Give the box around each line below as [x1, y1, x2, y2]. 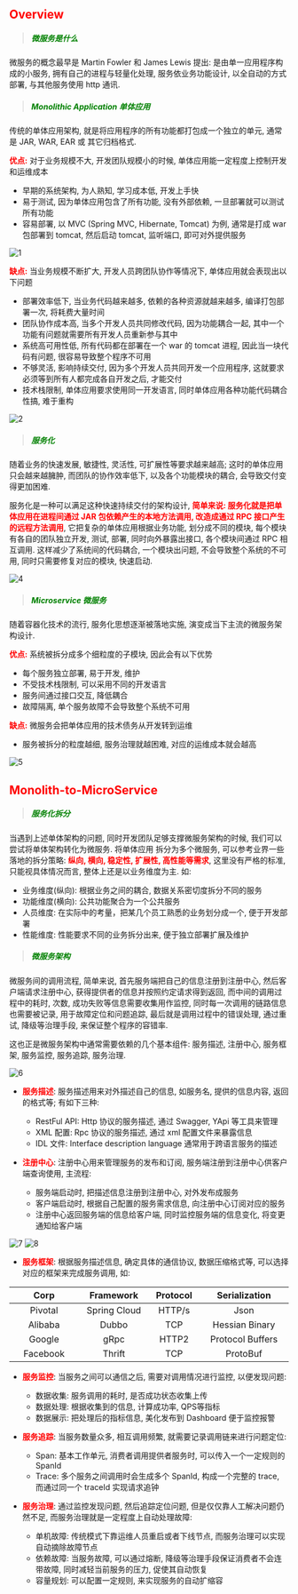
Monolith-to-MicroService [9, 782, 158, 798]
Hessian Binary [212, 1319, 276, 1331]
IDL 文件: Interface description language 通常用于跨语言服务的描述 [35, 1137, 278, 1149]
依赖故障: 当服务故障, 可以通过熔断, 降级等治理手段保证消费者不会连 [35, 1552, 282, 1563]
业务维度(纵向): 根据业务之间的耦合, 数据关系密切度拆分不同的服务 [21, 884, 263, 896]
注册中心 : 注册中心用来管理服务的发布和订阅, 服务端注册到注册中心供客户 [21, 1157, 288, 1168]
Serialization [216, 1288, 271, 1301]
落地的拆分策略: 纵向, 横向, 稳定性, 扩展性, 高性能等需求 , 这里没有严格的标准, [9, 855, 286, 865]
